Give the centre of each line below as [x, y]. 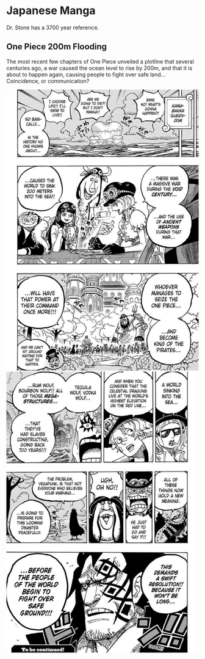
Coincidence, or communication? [48, 81]
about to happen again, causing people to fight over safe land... [86, 75]
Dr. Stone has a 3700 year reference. [53, 27]
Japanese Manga [51, 11]
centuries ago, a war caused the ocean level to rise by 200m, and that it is [99, 68]
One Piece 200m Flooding [57, 47]
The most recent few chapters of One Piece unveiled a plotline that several [100, 61]
